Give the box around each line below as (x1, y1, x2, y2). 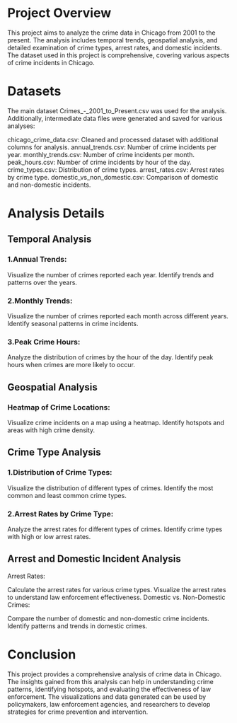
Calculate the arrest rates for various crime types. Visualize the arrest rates (7, 585, 226, 594)
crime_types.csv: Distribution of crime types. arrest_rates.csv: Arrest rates (7, 165, 225, 174)
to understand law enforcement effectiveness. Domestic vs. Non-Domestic (7, 593, 226, 601)
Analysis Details (7, 205, 105, 221)
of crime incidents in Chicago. (7, 58, 96, 66)
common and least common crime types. (7, 491, 127, 499)
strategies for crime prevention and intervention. (7, 707, 149, 716)
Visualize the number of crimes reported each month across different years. (7, 312, 229, 320)
